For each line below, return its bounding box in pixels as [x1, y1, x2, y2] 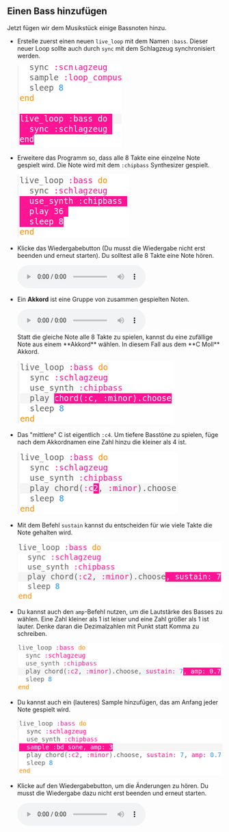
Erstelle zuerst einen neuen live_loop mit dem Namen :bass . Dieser [16, 37, 208, 45]
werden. [16, 51, 41, 60]
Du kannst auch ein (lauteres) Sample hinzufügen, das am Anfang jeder [16, 698, 219, 706]
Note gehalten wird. [16, 528, 73, 536]
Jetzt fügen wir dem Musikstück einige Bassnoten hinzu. [7, 23, 167, 32]
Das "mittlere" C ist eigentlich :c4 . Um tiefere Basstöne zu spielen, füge [16, 430, 219, 438]
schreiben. [16, 629, 48, 637]
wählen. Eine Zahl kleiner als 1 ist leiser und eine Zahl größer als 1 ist [16, 615, 209, 623]
